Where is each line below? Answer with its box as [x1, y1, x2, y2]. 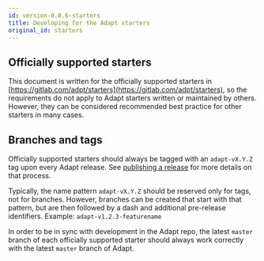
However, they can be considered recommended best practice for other [8, 102, 243, 112]
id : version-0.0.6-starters [8, 11, 101, 20]
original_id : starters [8, 26, 83, 34]
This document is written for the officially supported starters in [8, 77, 212, 86]
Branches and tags [8, 133, 103, 146]
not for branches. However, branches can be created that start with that [8, 195, 243, 204]
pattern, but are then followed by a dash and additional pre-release [8, 203, 227, 212]
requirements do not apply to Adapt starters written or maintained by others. [8, 93, 257, 103]
